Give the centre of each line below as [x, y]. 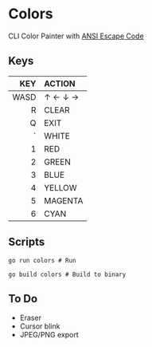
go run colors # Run [43, 260]
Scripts [27, 242]
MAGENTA [63, 200]
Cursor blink [40, 326]
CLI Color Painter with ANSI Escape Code [76, 36]
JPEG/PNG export [49, 335]
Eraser [31, 318]
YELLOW [60, 187]
